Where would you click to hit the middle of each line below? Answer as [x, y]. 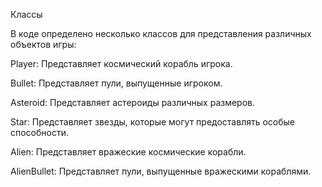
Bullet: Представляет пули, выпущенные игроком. [116, 83]
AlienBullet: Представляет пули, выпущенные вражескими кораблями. [161, 171]
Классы [26, 14]
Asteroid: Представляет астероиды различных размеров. [133, 102]
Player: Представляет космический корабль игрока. [121, 63]
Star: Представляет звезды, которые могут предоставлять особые [153, 122]
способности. [40, 132]
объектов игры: [43, 44]
